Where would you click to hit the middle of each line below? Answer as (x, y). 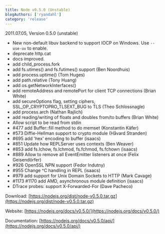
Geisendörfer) (27, 160)
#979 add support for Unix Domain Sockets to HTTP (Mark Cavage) (82, 176)
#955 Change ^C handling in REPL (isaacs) (56, 170)
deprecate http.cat (31, 53)
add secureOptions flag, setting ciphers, (54, 101)
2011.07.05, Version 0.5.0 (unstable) (42, 33)
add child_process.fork (36, 64)
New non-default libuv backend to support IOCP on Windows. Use (81, 43)
